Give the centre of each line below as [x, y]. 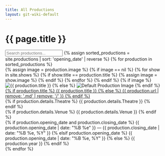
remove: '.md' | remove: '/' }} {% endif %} [48, 96]
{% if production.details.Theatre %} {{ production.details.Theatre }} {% [78, 101]
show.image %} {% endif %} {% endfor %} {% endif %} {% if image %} [78, 80]
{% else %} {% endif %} [106, 85]
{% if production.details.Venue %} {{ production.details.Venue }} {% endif [81, 112]
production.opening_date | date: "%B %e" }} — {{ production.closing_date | [82, 128]
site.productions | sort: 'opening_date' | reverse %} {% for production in [79, 59]
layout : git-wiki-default [32, 14]
